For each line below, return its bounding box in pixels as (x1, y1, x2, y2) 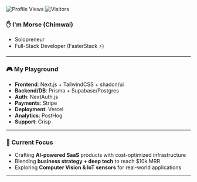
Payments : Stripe (14, 99, 57, 107)
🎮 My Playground (6, 65, 59, 73)
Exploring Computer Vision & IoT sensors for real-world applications (14, 164, 182, 171)
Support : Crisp (14, 118, 51, 125)
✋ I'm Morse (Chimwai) (6, 20, 73, 29)
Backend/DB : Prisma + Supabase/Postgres (14, 87, 119, 94)
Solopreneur (14, 36, 45, 43)
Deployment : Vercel (14, 105, 64, 112)
